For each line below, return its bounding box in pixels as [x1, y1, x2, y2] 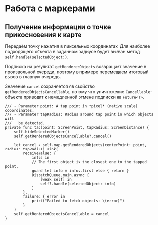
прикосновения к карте [5, 30, 82, 38]
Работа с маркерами [5, 3, 95, 14]
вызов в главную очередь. [5, 74, 61, 79]
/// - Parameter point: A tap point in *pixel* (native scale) [5, 104, 138, 109]
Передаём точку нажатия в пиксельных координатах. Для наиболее [5, 43, 150, 49]
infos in [31, 155, 50, 160]
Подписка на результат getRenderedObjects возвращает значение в [5, 64, 147, 69]
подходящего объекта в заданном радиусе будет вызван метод [5, 49, 140, 54]
